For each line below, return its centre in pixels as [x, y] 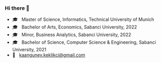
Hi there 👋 [17, 8]
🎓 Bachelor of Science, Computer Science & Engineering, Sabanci [84, 42]
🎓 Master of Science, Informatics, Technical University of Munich [83, 19]
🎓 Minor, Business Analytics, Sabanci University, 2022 [72, 35]
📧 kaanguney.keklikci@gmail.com [49, 55]
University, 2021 [29, 50]
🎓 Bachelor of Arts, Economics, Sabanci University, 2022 [75, 27]
